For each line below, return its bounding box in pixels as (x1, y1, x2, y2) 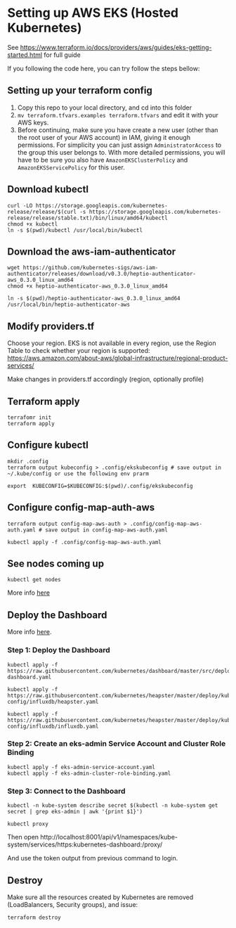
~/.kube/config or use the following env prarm (7, 470, 150, 477)
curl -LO (7, 202, 33, 209)
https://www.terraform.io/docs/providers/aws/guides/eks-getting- (20, 43, 212, 51)
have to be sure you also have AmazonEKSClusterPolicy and (17, 155, 188, 164)
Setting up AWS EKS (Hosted (7, 5, 179, 21)
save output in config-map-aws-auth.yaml (44, 526, 169, 534)
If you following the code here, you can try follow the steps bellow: (7, 64, 200, 72)
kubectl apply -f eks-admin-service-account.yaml (7, 763, 156, 771)
